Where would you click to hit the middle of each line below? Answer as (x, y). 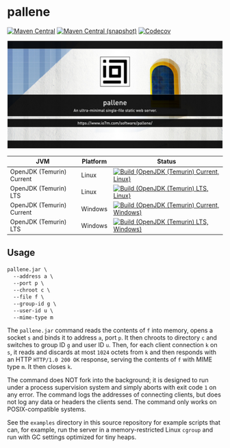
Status (167, 161)
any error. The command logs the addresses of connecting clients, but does (114, 394)
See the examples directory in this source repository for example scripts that (114, 422)
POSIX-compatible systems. (47, 409)
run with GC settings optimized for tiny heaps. (72, 437)
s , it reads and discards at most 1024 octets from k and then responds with (112, 352)
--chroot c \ (32, 290)
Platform (94, 161)
